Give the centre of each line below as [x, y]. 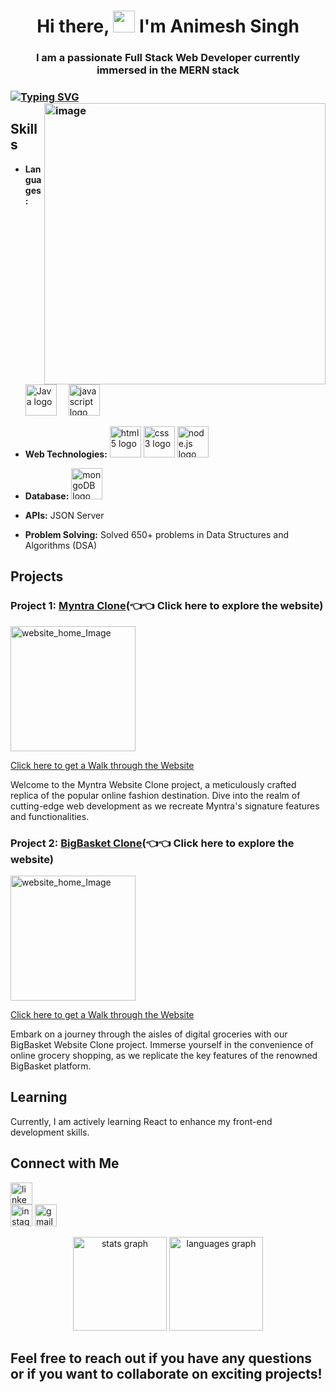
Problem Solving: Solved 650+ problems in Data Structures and [156, 535]
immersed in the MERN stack [168, 70]
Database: [47, 496]
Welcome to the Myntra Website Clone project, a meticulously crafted [153, 784]
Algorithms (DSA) [61, 546]
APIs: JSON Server [64, 516]
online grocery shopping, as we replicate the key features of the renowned [164, 1056]
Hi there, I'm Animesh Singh [168, 26]
